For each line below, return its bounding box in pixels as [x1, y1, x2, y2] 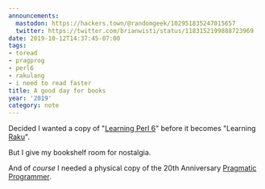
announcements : [8, 11, 60, 20]
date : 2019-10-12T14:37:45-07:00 [8, 34, 121, 43]
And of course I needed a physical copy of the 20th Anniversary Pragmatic [8, 163, 257, 173]
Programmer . [8, 172, 52, 182]
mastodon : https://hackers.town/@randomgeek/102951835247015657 [15, 19, 236, 27]
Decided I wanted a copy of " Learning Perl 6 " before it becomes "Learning [8, 124, 256, 134]
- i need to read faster [8, 79, 92, 87]
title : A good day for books [8, 86, 106, 95]
